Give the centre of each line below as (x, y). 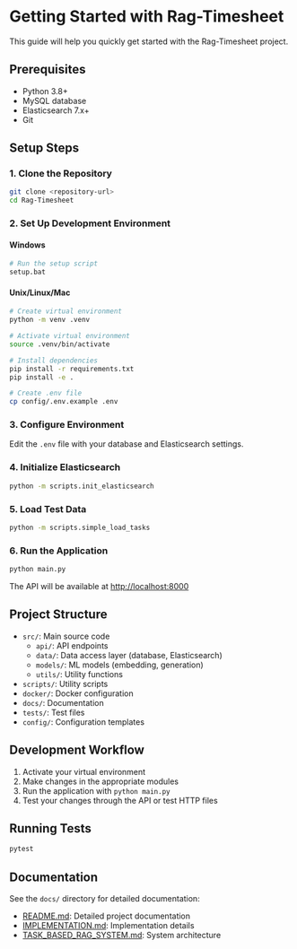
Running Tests (50, 828)
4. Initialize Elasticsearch (65, 467)
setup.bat (28, 272)
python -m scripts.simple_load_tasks (80, 527)
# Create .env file (46, 393)
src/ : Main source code (66, 636)
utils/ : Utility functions (79, 674)
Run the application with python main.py (96, 790)
